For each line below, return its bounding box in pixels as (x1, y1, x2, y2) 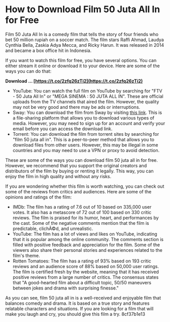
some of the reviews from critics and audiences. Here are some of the (5, 188, 152, 194)
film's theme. (12, 252, 41, 258)
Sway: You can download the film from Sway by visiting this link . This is (12, 109, 162, 115)
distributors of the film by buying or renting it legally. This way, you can (5, 168, 154, 174)
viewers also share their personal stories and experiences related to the (12, 247, 162, 253)
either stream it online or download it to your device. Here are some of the (5, 63, 160, 69)
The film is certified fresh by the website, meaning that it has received (12, 269, 159, 275)
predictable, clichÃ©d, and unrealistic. (12, 225, 93, 231)
